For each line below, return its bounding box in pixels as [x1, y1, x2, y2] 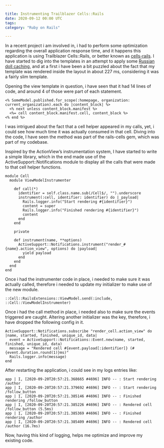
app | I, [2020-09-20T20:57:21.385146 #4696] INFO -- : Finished [5, 394, 141, 399]
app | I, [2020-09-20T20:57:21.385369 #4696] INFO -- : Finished [5, 411, 141, 416]
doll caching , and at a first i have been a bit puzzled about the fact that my [5, 64, 155, 69]
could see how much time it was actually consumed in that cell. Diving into [5, 129, 155, 135]
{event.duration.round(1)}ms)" [5, 350, 69, 355]
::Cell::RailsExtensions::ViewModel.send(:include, [5, 296, 113, 301]
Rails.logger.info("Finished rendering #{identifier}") [23, 208, 139, 213]
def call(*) [14, 187, 38, 192]
